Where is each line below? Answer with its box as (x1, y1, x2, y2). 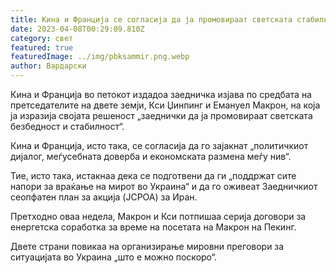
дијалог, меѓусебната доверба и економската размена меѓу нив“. (10, 151, 292, 162)
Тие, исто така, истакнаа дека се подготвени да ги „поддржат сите (10, 170, 297, 181)
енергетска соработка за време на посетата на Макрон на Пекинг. (10, 221, 297, 233)
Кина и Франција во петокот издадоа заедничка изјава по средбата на (10, 89, 312, 100)
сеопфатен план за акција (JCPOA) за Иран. (10, 191, 198, 203)
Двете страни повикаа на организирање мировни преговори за (10, 241, 285, 252)
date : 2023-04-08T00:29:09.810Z (10, 24, 145, 34)
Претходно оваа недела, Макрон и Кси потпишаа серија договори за (10, 211, 307, 222)
